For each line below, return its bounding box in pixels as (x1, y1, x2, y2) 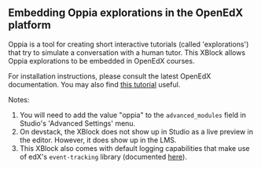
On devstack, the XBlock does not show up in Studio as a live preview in (19, 127, 254, 136)
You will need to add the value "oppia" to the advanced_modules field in (19, 110, 246, 119)
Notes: (8, 94, 30, 105)
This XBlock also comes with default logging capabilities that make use (19, 143, 250, 152)
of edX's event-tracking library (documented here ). (19, 152, 187, 161)
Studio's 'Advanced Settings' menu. (19, 118, 136, 128)
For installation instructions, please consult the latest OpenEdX (8, 71, 211, 81)
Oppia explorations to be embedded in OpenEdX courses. (8, 56, 195, 65)
